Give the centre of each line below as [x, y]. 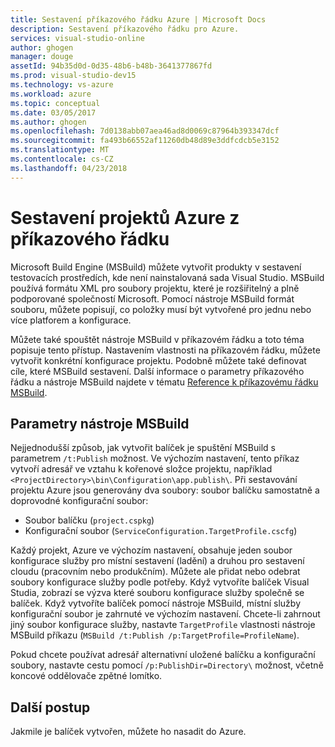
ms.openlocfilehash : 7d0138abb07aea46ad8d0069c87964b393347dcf [145, 131]
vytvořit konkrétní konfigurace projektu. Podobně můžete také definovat [158, 360]
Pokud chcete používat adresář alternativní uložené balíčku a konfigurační [163, 655]
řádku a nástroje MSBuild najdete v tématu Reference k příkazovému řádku [164, 382]
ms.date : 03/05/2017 [53, 112]
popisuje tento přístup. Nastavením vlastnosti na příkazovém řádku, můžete [165, 350]
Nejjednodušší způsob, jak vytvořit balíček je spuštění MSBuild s [143, 448]
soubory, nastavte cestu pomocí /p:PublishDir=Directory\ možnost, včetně [167, 665]
